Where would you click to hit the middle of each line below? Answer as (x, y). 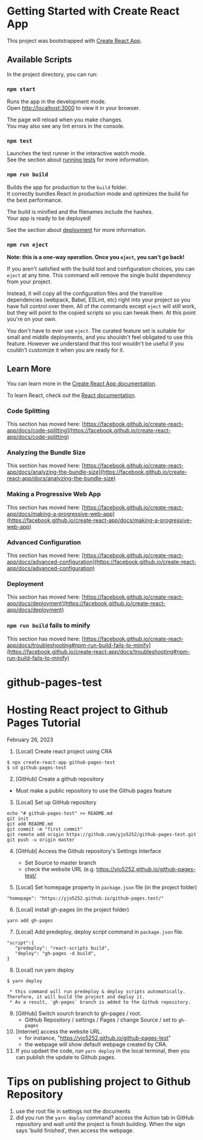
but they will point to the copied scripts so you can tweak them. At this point (101, 312)
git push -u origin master (41, 840)
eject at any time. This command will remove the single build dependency (99, 275)
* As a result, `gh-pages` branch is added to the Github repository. (100, 1002)
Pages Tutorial (44, 723)
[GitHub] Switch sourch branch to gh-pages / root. (78, 1013)
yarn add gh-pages (30, 920)
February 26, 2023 (30, 739)
